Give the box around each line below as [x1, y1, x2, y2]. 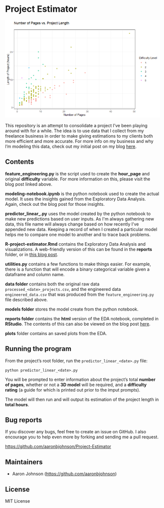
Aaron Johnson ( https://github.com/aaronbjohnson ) [12, 471, 117, 477]
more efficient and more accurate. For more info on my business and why [5, 139, 154, 144]
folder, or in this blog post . [5, 252, 58, 257]
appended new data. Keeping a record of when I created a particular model [5, 226, 158, 232]
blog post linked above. [5, 181, 53, 187]
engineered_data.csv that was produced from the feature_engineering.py [5, 291, 154, 297]
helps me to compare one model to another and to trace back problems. [5, 231, 151, 237]
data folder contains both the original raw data [5, 281, 100, 287]
